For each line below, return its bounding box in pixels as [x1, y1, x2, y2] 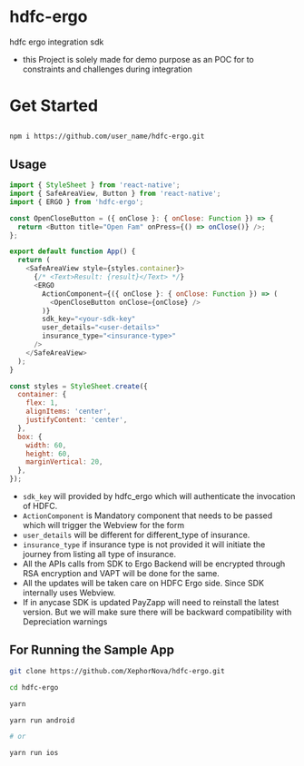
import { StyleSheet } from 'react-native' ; [9, 181, 181, 190]
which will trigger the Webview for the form [22, 520, 184, 531]
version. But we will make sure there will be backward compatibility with [22, 606, 292, 618]
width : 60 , [25, 440, 67, 450]
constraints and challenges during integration [22, 64, 193, 74]
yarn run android [9, 715, 75, 725]
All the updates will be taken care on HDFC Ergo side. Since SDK [22, 578, 265, 589]
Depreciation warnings [22, 616, 108, 627]
